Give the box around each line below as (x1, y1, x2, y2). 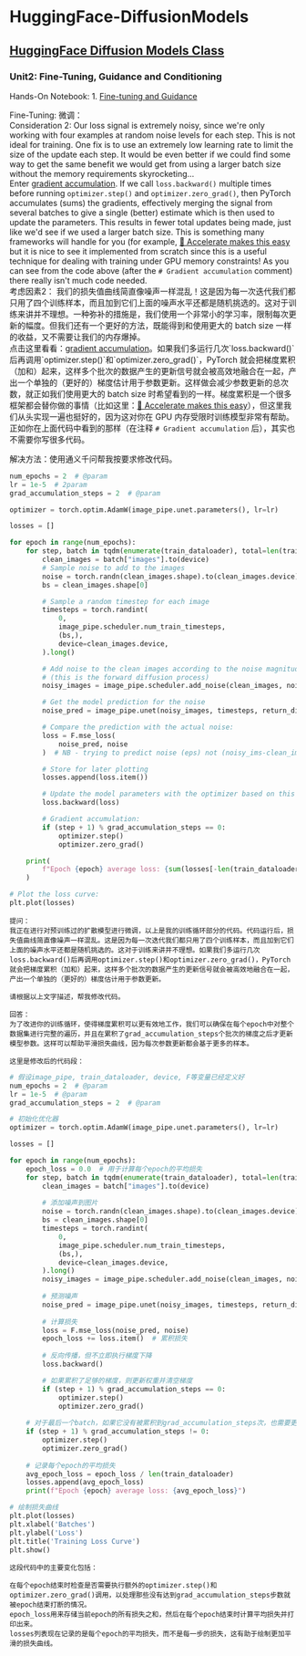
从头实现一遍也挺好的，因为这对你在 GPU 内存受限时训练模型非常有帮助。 (16, 411, 294, 422)
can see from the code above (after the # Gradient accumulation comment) (9, 265, 293, 276)
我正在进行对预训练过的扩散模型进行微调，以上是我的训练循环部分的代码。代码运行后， (9, 926, 288, 935)
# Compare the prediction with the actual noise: (42, 723, 234, 732)
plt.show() (9, 1545, 51, 1555)
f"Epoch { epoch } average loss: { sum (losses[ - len (42, 865, 230, 874)
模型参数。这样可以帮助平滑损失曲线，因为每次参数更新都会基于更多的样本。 (9, 1038, 254, 1048)
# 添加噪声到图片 (42, 1198, 98, 1208)
